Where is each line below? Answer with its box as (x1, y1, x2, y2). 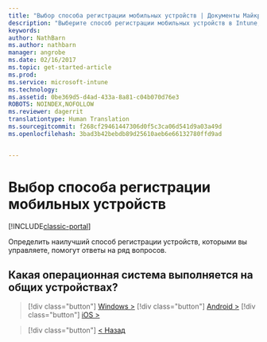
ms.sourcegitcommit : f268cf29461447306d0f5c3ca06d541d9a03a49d (8, 122, 222, 130)
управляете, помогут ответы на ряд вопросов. (8, 245, 167, 255)
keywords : (8, 26, 41, 34)
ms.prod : (8, 71, 37, 79)
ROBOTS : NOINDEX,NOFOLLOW (8, 100, 94, 108)
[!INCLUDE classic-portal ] (8, 221, 91, 231)
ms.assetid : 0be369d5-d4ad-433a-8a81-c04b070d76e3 (8, 93, 180, 101)
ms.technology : (8, 85, 59, 94)
